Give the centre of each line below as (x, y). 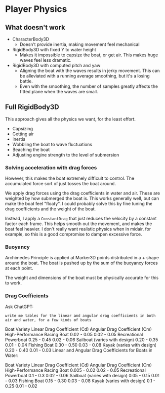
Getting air (23, 134)
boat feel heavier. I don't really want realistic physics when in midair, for (78, 229)
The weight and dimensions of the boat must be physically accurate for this (82, 278)
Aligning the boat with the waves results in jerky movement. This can (90, 71)
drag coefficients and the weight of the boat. (51, 209)
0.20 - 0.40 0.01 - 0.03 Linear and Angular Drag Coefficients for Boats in (79, 350)
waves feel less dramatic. (45, 60)
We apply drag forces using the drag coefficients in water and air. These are (82, 193)
